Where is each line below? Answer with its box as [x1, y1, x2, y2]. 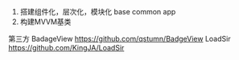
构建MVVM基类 [19, 17, 72, 26]
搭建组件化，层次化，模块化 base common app [19, 7, 176, 16]
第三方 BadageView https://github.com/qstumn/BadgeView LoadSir [8, 34, 231, 43]
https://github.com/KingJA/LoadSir [8, 43, 125, 52]
